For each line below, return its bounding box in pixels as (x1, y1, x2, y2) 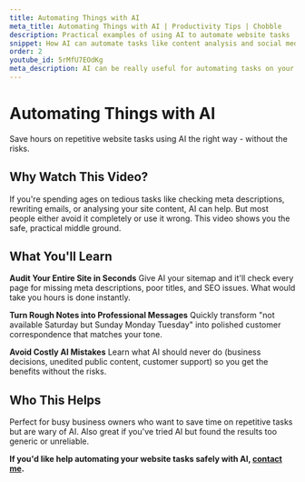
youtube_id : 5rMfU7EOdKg (9, 55, 103, 65)
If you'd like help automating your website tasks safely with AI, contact (9, 454, 283, 465)
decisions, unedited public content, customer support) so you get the (9, 356, 269, 367)
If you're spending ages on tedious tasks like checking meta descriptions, (9, 193, 285, 205)
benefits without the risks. (9, 366, 107, 377)
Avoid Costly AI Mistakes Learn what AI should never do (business (9, 346, 261, 357)
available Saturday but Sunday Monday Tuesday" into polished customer (9, 319, 281, 330)
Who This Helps (9, 392, 102, 407)
